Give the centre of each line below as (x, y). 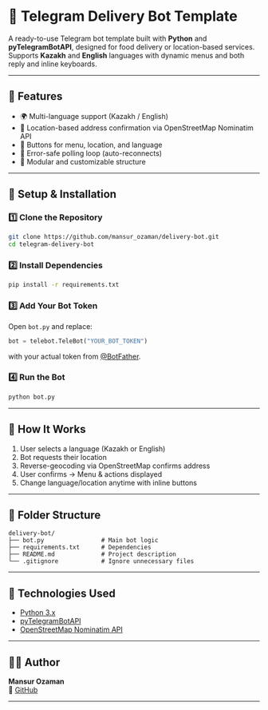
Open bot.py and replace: (51, 326)
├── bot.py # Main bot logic (83, 541)
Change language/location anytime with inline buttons (108, 482)
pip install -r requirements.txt (64, 285)
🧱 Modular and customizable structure (83, 161)
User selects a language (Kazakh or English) (93, 448)
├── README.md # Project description (93, 554)
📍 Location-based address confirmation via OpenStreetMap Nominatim (136, 128)
